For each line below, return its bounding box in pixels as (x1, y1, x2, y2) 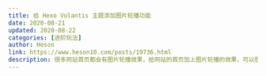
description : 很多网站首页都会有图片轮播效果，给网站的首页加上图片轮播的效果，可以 (8, 56, 255, 64)
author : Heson (8, 41, 55, 49)
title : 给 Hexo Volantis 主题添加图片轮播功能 (8, 11, 152, 20)
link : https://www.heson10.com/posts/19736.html (8, 48, 172, 56)
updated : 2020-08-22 (8, 26, 77, 34)
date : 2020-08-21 (8, 19, 66, 27)
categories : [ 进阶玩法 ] (8, 33, 82, 42)
